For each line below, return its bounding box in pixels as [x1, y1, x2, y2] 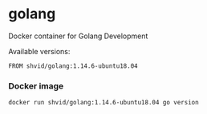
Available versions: [8, 46, 71, 56]
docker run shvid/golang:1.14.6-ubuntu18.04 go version [8, 99, 199, 107]
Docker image [8, 81, 64, 92]
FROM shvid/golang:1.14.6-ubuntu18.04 [8, 61, 138, 70]
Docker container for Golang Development [8, 31, 148, 41]
